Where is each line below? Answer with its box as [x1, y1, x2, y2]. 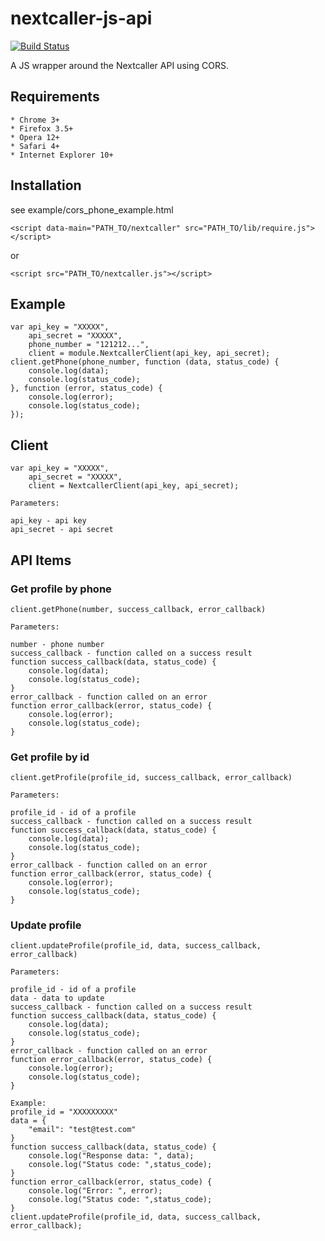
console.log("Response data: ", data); [28, 1151, 195, 1161]
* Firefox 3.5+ [10, 123, 74, 134]
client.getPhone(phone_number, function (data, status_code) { [10, 357, 280, 367]
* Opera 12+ [10, 132, 60, 142]
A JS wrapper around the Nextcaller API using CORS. [10, 59, 229, 71]
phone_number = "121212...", [28, 340, 150, 350]
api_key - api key [10, 516, 87, 526]
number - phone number [10, 639, 105, 649]
